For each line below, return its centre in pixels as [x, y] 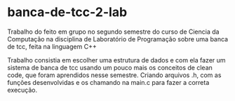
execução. [22, 90]
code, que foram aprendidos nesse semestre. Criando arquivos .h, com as [114, 75]
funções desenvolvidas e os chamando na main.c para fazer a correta [108, 82]
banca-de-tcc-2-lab [67, 12]
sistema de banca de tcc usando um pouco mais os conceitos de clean [110, 67]
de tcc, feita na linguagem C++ [52, 46]
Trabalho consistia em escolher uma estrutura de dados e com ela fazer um [116, 60]
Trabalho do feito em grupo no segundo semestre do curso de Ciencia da [113, 32]
